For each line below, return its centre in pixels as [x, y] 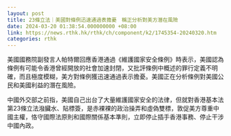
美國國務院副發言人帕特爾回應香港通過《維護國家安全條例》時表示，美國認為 [115, 60]
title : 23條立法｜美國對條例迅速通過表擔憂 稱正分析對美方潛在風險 [93, 20]
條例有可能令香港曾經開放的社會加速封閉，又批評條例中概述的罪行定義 [107, 68]
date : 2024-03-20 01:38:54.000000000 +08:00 [72, 26]
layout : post [26, 13]
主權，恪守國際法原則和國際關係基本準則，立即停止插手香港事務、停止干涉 [118, 117]
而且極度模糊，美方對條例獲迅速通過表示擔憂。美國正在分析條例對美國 [118, 77]
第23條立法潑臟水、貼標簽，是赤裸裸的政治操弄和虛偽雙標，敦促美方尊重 [110, 109]
